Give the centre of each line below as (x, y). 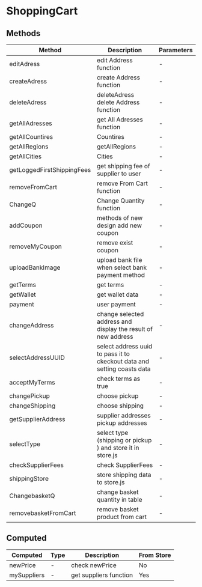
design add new (120, 225)
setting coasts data (124, 369)
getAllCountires (31, 137)
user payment (117, 304)
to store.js (111, 482)
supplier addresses (124, 415)
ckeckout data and (123, 361)
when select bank (122, 267)
